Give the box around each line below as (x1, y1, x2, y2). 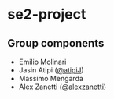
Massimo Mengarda (18, 74, 84, 83)
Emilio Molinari (18, 57, 67, 66)
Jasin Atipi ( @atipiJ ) (18, 65, 84, 75)
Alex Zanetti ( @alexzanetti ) (18, 82, 107, 91)
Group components (7, 37, 105, 50)
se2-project (7, 5, 86, 23)
